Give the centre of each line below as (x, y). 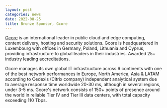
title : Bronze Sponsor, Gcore (37, 24)
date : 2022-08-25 (23, 19)
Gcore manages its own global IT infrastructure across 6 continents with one (83, 69)
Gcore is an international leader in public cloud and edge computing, (75, 38)
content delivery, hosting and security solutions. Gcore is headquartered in (82, 43)
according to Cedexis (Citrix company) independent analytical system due (81, 79)
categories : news (23, 14)
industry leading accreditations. (38, 59)
